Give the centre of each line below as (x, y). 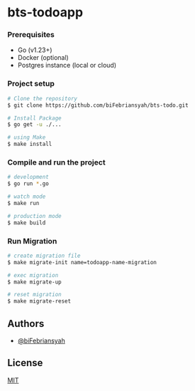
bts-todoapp (45, 12)
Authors (26, 324)
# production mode (34, 216)
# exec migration (33, 275)
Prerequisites (31, 35)
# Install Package (34, 118)
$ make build (27, 223)
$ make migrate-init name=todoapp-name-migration (82, 262)
